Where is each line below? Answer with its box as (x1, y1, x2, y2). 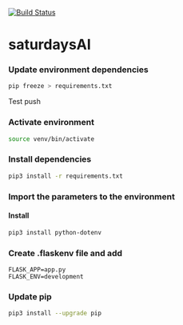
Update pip (8, 291, 52, 302)
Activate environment (8, 117, 94, 128)
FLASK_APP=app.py (8, 266, 66, 274)
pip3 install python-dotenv (8, 228, 102, 236)
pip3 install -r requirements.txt (8, 172, 124, 180)
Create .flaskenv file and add (8, 247, 122, 259)
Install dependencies (8, 154, 92, 165)
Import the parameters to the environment (8, 191, 176, 202)
